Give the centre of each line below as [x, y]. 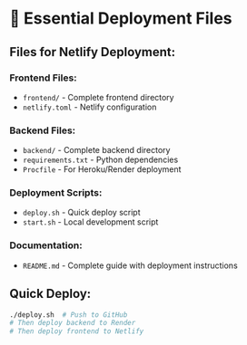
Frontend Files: [43, 78]
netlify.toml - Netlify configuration [89, 107]
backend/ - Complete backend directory [96, 150]
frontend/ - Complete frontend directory [98, 97]
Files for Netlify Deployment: [93, 52]
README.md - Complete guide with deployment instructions [130, 265]
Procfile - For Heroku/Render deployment [102, 169]
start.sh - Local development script [90, 222]
